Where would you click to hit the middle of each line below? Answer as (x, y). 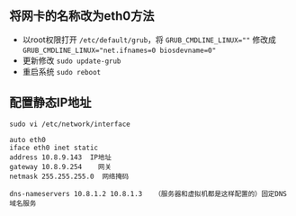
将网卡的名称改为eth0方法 (82, 16)
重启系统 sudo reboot (62, 71)
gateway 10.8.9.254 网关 (61, 166)
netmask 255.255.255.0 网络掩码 (69, 176)
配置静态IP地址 (50, 103)
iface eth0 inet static (54, 148)
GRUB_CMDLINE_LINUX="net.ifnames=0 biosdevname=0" (119, 50)
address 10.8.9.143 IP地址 (61, 157)
